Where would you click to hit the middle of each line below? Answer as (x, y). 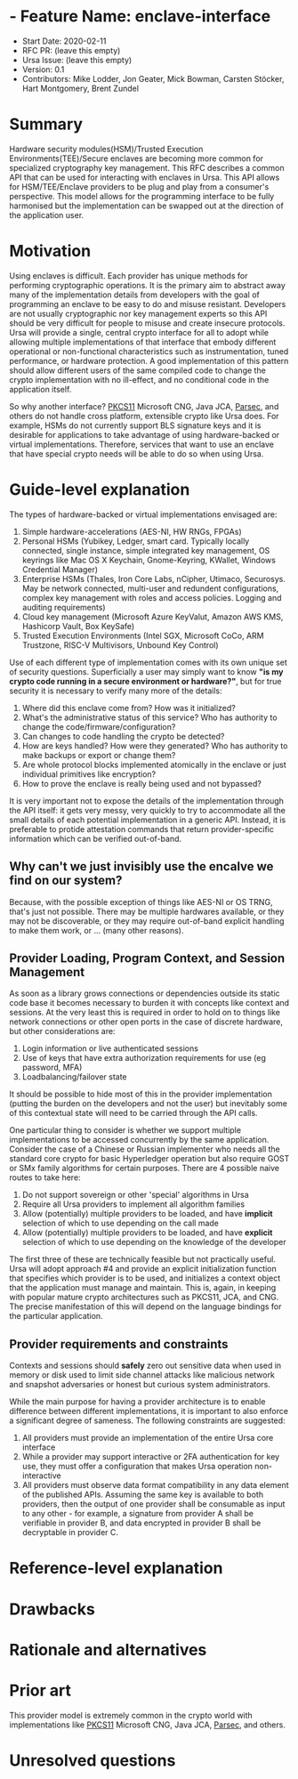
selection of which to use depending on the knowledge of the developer (154, 1242)
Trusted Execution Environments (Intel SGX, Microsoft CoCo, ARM (143, 635)
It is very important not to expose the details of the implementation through (147, 801)
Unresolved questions (93, 1760)
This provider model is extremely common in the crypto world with (131, 1715)
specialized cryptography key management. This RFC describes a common (147, 167)
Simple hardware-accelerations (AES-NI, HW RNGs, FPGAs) (132, 531)
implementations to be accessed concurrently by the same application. (139, 1140)
